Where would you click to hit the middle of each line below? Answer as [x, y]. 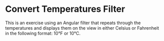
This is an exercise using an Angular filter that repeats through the [73, 23]
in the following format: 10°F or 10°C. [43, 33]
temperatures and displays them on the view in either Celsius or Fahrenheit [82, 28]
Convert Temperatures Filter [65, 9]
